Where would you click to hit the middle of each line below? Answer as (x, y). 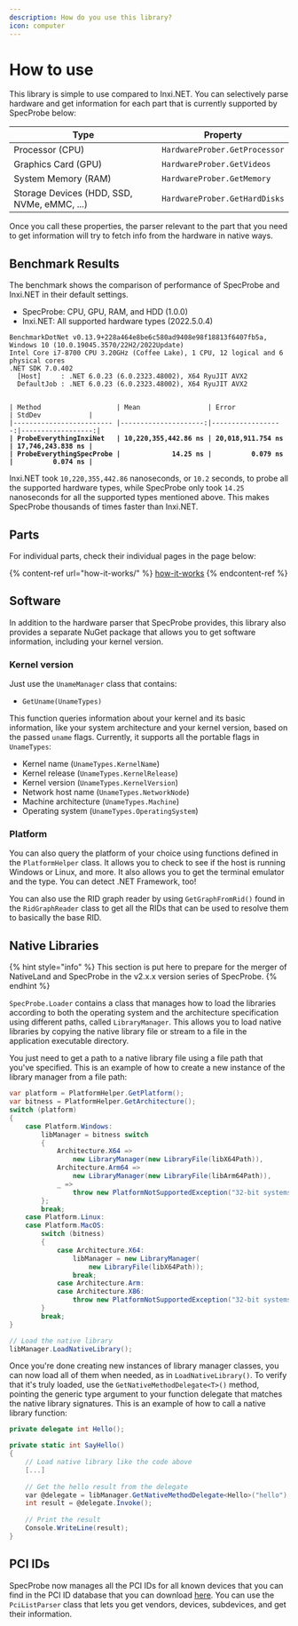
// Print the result (63, 1520)
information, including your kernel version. (86, 642)
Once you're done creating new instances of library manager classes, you (144, 1366)
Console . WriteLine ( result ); (77, 1528)
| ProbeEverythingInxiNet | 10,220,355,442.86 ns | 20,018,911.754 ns (146, 439)
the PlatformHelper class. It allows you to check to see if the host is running (147, 863)
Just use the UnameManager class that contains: (93, 684)
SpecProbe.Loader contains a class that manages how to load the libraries (143, 1003)
